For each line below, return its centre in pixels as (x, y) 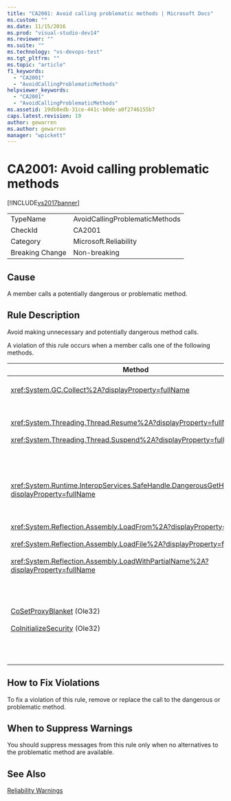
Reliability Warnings (35, 791)
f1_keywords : (26, 71)
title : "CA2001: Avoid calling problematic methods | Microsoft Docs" (110, 13)
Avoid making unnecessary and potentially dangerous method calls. (103, 332)
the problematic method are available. (61, 752)
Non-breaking (97, 253)
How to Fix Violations (53, 683)
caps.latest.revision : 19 (44, 116)
